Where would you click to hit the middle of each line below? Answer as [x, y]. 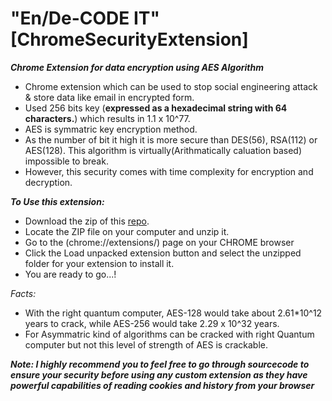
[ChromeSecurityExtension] [129, 39]
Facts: [23, 293]
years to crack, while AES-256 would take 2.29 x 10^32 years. [152, 323]
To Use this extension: [57, 201]
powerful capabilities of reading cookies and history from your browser [162, 385]
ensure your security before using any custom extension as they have [159, 374]
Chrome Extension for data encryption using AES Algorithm [137, 67]
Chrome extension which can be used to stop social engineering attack [171, 86]
